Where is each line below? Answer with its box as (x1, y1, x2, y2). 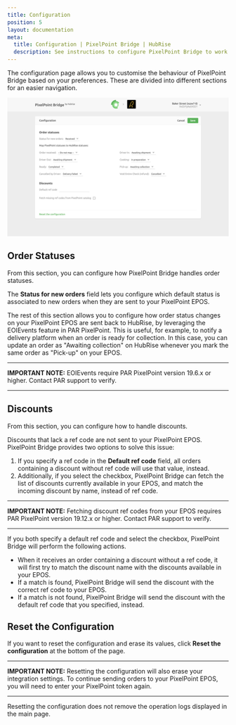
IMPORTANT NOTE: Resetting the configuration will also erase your (7, 667, 203, 676)
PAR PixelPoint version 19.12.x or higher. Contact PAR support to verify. (7, 514, 212, 522)
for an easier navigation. (7, 84, 78, 92)
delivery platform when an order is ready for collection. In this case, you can (7, 333, 228, 341)
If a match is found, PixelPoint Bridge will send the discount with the (17, 578, 214, 586)
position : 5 (7, 18, 42, 26)
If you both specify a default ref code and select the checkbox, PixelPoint (7, 534, 220, 543)
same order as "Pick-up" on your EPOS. (7, 348, 122, 357)
